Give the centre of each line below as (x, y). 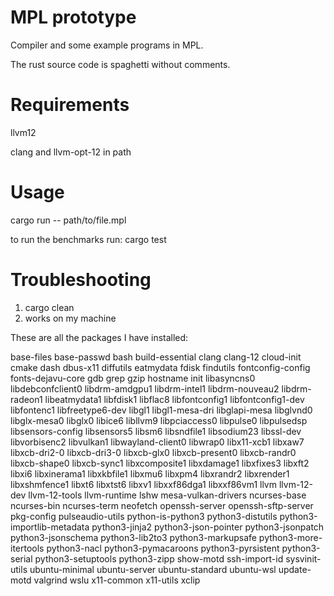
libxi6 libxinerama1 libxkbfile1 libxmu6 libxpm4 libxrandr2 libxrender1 (150, 473)
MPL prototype (73, 17)
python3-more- (290, 537)
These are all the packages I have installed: (99, 337)
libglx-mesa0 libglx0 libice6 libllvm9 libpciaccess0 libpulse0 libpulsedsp (159, 420)
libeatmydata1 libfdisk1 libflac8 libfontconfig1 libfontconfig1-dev (174, 399)
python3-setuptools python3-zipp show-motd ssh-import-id (159, 558)
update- (295, 569)
